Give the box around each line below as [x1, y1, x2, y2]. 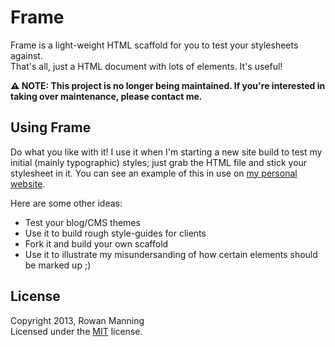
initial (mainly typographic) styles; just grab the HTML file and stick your [10, 156, 308, 168]
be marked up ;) [24, 259, 92, 271]
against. [10, 49, 43, 61]
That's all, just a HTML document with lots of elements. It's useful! [10, 60, 283, 72]
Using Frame [10, 119, 92, 136]
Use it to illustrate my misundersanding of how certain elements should [24, 248, 318, 260]
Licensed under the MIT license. [10, 325, 143, 337]
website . [10, 177, 46, 190]
